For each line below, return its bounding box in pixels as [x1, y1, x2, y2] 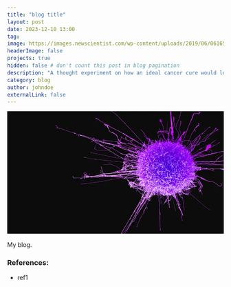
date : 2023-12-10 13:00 [7, 26, 76, 32]
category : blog [7, 77, 51, 83]
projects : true [7, 55, 51, 62]
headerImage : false [7, 48, 63, 55]
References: [7, 257, 49, 267]
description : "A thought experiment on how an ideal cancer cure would [7, 69, 217, 76]
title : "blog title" [7, 11, 67, 18]
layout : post [7, 18, 45, 26]
